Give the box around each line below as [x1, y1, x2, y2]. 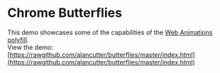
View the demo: [7, 43, 53, 51]
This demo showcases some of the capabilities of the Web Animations [7, 28, 213, 36]
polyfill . [7, 35, 29, 44]
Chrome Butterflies [7, 5, 123, 21]
